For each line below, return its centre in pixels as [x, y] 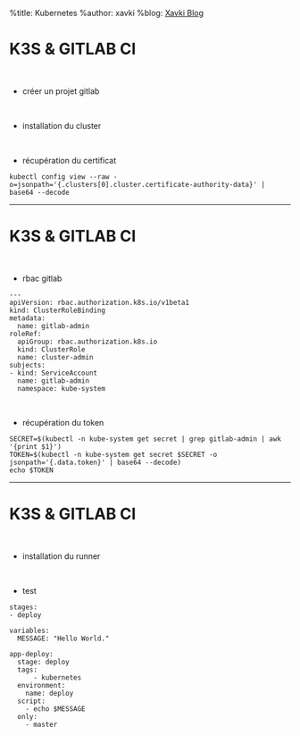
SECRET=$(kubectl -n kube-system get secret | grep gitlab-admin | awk [145, 439]
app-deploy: [31, 654]
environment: [42, 685]
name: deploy [50, 693]
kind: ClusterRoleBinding [57, 310]
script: [32, 701]
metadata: [28, 318]
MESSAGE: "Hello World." [63, 639]
